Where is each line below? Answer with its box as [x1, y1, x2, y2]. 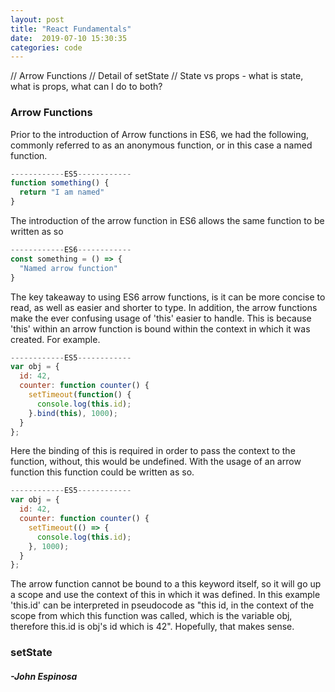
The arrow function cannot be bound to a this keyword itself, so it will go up [10, 578, 322, 590]
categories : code [10, 42, 83, 53]
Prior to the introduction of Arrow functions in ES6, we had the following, [10, 128, 310, 140]
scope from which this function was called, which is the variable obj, [10, 610, 293, 622]
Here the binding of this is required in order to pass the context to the [10, 445, 296, 457]
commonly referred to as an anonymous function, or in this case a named [10, 139, 313, 151]
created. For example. [10, 333, 101, 345]
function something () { [10, 178, 110, 188]
